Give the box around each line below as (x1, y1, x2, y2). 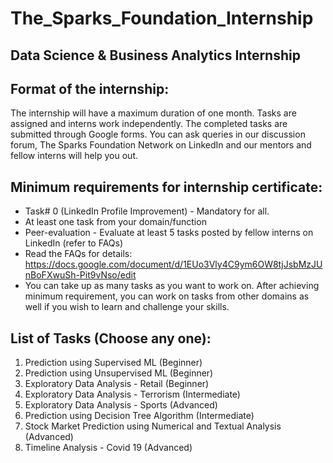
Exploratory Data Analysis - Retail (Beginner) (24, 378, 210, 390)
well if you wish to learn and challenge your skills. (24, 301, 230, 313)
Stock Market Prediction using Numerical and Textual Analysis (24, 420, 282, 432)
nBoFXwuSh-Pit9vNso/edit (24, 269, 137, 281)
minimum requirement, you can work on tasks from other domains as (24, 290, 310, 302)
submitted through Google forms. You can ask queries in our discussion (10, 128, 306, 141)
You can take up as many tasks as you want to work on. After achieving (24, 280, 320, 292)
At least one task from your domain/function (24, 216, 207, 228)
